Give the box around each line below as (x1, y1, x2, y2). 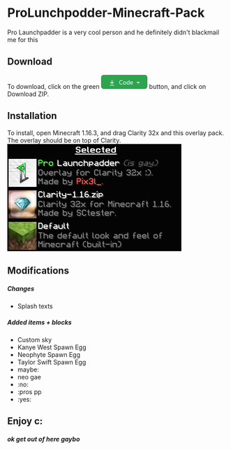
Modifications (7, 265, 70, 276)
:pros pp (17, 387, 42, 396)
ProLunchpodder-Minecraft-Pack (7, 5, 205, 21)
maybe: (17, 365, 40, 374)
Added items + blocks (7, 318, 72, 326)
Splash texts (17, 302, 54, 310)
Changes (7, 284, 35, 293)
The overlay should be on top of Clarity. (7, 136, 121, 144)
